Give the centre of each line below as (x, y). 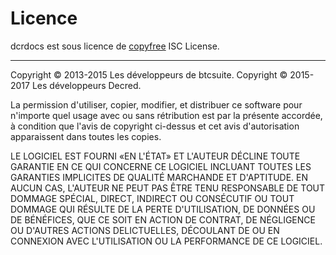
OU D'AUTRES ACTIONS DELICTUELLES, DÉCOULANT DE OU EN (145, 230)
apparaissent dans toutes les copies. (86, 136)
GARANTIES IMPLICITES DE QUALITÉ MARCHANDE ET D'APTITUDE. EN (159, 177)
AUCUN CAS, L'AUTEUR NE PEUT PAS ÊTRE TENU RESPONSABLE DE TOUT (168, 188)
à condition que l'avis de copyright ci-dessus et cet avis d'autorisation (155, 126)
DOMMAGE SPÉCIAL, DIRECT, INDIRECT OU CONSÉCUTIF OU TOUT (152, 198)
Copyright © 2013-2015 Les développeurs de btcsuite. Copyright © (149, 74)
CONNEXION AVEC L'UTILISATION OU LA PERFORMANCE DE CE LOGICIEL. (166, 241)
